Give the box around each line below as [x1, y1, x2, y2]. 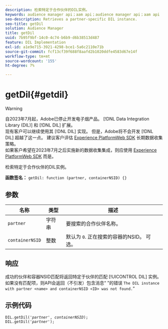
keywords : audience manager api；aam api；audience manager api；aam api [5, 12, 160, 17]
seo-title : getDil [5, 21, 43, 26]
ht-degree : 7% [5, 63, 35, 68]
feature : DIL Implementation [5, 40, 66, 45]
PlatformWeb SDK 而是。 [5, 153, 56, 159]
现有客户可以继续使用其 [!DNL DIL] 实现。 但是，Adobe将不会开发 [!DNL [5, 128, 153, 134]
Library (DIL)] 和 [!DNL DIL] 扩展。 [5, 122, 75, 128]
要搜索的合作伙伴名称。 [65, 220, 121, 227]
